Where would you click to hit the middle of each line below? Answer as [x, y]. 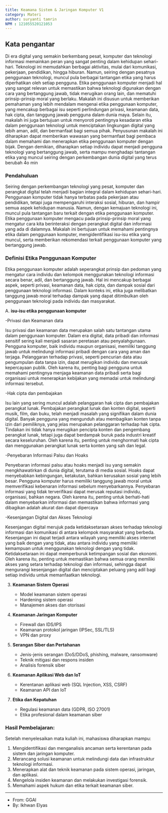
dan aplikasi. [25, 774]
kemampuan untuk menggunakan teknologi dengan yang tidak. [70, 548]
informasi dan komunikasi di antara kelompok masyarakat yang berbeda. [80, 532]
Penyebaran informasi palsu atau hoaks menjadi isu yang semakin [73, 465]
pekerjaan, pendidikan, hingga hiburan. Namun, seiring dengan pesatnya [80, 72]
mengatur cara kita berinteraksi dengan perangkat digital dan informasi [78, 224]
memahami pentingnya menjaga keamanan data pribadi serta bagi [73, 373]
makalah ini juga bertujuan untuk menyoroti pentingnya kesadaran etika [79, 120]
